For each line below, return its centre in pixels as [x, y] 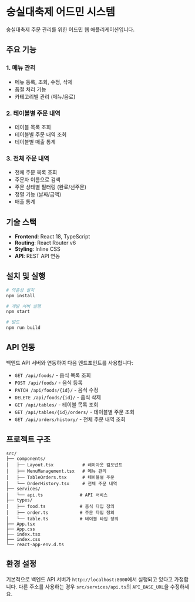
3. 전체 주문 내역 [28, 158]
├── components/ [26, 459]
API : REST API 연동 [37, 256]
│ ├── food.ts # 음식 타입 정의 [60, 506]
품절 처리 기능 [30, 89]
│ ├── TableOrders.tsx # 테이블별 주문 [60, 477]
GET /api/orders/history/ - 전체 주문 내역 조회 [70, 419]
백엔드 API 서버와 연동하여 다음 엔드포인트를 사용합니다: [70, 362]
